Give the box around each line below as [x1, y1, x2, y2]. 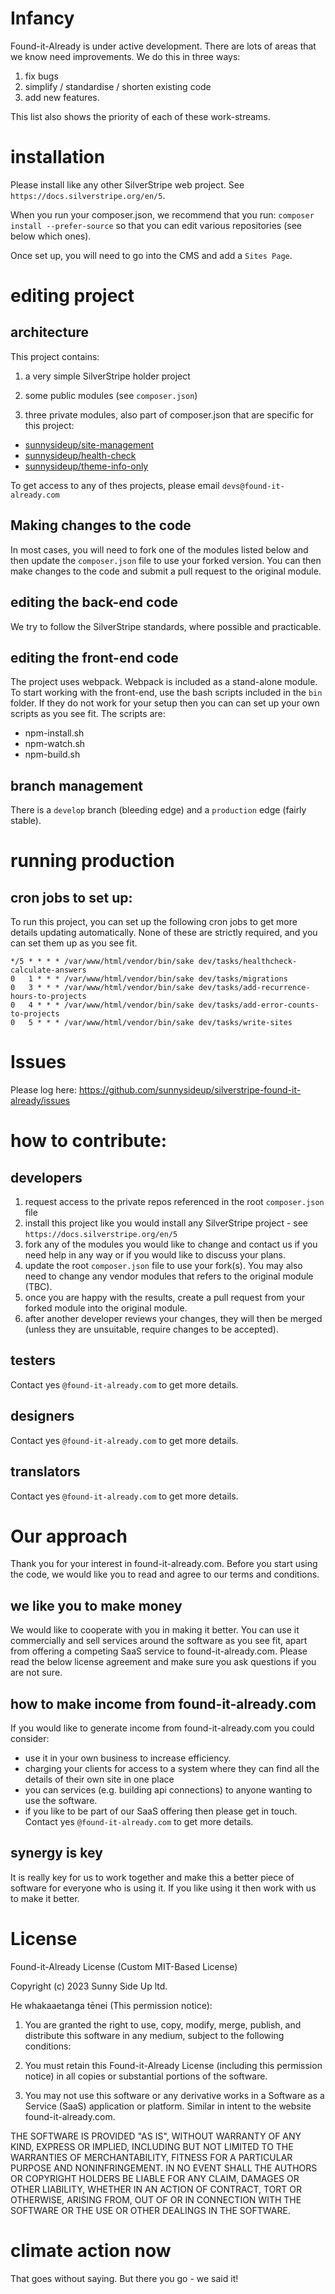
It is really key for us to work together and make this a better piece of [10, 1871, 295, 1883]
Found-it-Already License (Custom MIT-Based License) [10, 1960, 238, 1972]
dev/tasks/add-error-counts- [198, 1000, 320, 1011]
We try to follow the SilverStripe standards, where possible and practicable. [10, 620, 322, 632]
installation [10, 146, 106, 169]
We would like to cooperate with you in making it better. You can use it [10, 1624, 300, 1636]
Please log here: [10, 1084, 77, 1096]
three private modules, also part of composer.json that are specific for [24, 408, 314, 421]
